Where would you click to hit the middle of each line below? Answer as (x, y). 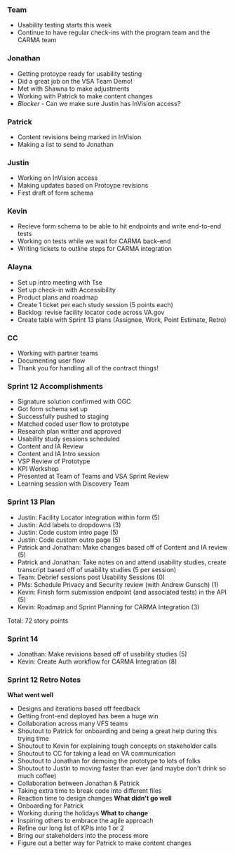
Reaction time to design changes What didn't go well (94, 798)
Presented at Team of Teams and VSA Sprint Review (93, 477)
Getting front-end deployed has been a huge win (88, 716)
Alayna (20, 267)
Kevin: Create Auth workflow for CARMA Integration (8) (97, 661)
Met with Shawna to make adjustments (73, 89)
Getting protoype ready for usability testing (80, 73)
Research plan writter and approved (69, 432)
